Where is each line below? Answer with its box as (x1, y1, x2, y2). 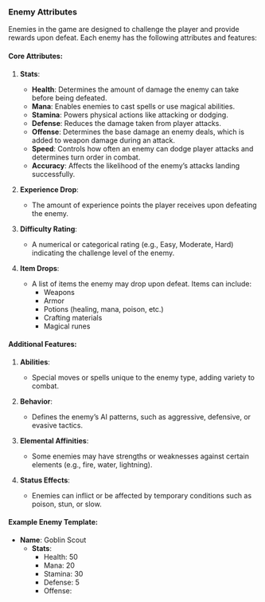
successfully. (31, 169, 76, 179)
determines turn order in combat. (31, 152, 141, 162)
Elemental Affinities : (19, 435, 89, 445)
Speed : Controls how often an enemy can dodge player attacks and (31, 144, 254, 153)
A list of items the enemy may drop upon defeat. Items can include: (31, 278, 252, 289)
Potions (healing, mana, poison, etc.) (43, 304, 165, 313)
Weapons (43, 287, 76, 297)
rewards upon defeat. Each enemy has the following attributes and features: (8, 33, 257, 42)
